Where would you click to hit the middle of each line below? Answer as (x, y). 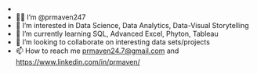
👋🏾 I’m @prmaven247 (51, 17)
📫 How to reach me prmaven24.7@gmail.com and (97, 51)
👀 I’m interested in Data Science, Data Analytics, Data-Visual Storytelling (132, 25)
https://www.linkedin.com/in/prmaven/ (78, 62)
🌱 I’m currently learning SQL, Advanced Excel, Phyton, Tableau (117, 33)
